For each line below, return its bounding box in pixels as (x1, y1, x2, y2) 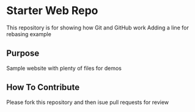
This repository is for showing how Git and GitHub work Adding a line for (6, 24, 189, 31)
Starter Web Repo (6, 4, 98, 18)
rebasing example (6, 30, 52, 37)
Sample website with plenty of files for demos (6, 64, 122, 72)
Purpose (6, 48, 40, 59)
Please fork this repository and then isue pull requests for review (6, 99, 169, 106)
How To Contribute (6, 82, 80, 92)
